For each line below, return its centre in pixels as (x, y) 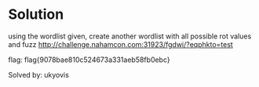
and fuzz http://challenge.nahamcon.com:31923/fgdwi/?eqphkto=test (120, 44)
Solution (36, 14)
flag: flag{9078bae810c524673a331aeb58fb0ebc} (89, 60)
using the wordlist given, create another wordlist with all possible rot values (130, 36)
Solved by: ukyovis (38, 74)
